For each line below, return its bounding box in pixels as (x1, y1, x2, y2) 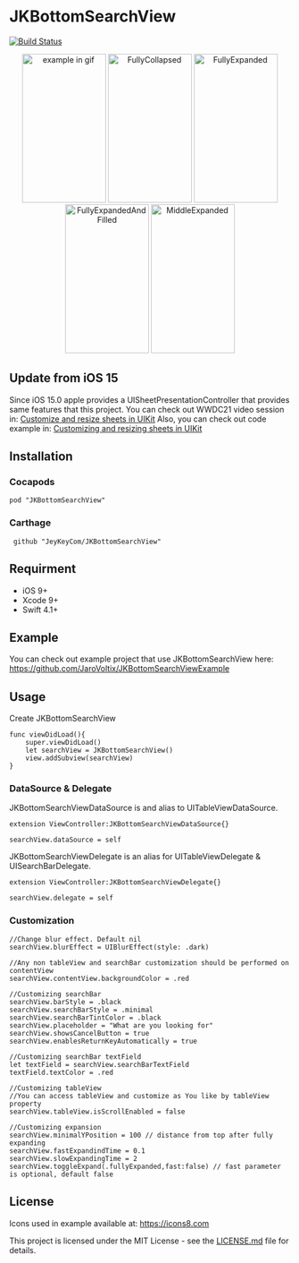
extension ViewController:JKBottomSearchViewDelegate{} (9, 878, 221, 887)
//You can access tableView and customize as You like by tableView (9, 1091, 270, 1100)
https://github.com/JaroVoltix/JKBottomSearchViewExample (9, 663, 230, 674)
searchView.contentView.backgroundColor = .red (9, 974, 190, 983)
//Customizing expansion (9, 1122, 102, 1131)
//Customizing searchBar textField (9, 1052, 142, 1062)
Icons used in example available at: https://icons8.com (9, 1217, 210, 1228)
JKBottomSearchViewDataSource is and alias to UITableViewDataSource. (9, 803, 278, 814)
